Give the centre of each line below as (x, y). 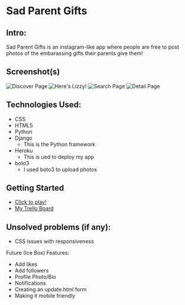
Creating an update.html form (51, 290)
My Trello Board (34, 208)
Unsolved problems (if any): (59, 227)
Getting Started (35, 188)
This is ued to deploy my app (59, 157)
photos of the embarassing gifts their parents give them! (74, 53)
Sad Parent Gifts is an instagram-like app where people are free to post (92, 47)
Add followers (32, 271)
